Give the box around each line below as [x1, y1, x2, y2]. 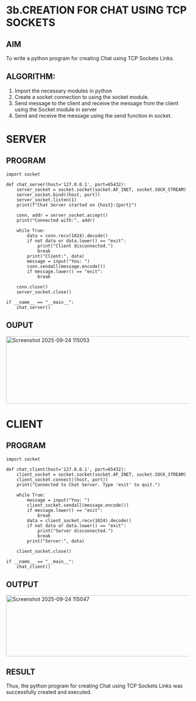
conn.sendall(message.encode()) [27, 263, 106, 269]
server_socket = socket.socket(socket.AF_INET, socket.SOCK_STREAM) [16, 187, 187, 193]
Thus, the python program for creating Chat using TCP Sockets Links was [6, 682, 183, 689]
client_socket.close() [16, 548, 72, 554]
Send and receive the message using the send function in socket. [14, 112, 172, 119]
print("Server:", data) [27, 538, 85, 544]
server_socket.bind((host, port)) [16, 191, 100, 198]
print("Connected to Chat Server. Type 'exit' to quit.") [16, 482, 160, 487]
